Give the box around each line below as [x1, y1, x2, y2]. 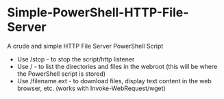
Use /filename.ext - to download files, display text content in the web [16, 76, 212, 85]
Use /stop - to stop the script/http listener [16, 55, 135, 63]
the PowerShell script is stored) [16, 70, 106, 78]
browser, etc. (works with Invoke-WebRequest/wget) [16, 84, 166, 92]
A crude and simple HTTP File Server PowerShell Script [7, 42, 164, 50]
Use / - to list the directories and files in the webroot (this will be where [16, 62, 218, 70]
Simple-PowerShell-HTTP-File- [7, 5, 189, 20]
